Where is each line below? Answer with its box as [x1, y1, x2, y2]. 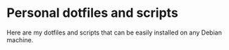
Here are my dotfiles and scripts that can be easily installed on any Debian [6, 28, 223, 37]
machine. [6, 35, 34, 44]
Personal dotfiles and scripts [6, 5, 179, 21]
